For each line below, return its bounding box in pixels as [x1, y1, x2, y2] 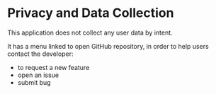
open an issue [17, 71, 59, 79]
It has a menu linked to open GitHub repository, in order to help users [7, 42, 209, 50]
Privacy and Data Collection [7, 5, 174, 21]
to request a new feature [17, 63, 90, 71]
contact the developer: [7, 49, 74, 58]
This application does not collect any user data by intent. [7, 28, 173, 37]
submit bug [17, 78, 51, 86]
